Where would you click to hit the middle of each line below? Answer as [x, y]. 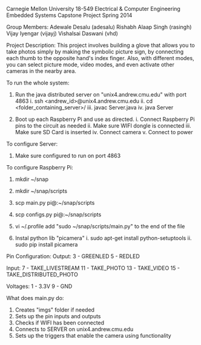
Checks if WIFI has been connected [60, 323]
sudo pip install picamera [46, 244]
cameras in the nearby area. [41, 71]
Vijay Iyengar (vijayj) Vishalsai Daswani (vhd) [62, 33]
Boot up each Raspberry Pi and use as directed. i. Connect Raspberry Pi [105, 119]
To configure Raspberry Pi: [40, 167]
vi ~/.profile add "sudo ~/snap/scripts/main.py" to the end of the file [100, 226]
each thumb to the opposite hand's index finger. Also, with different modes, [100, 58]
